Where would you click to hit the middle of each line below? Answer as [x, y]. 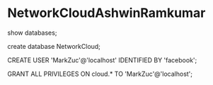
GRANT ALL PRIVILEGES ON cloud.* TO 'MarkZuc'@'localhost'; [100, 74]
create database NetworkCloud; [54, 46]
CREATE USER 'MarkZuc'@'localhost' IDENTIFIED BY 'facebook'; [102, 60]
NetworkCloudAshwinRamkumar [106, 13]
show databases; [32, 33]
